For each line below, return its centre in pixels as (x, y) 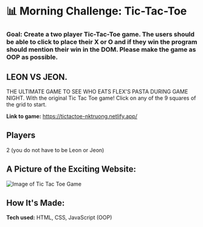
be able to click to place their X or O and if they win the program (102, 42)
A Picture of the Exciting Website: (71, 169)
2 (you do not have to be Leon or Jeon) (55, 150)
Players (21, 135)
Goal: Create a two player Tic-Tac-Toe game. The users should (101, 35)
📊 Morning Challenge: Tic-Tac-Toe (97, 11)
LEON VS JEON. (37, 77)
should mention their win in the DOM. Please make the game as (101, 50)
